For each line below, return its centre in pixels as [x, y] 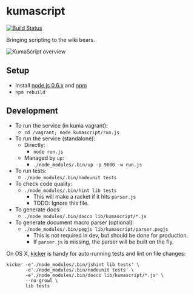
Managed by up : [44, 158]
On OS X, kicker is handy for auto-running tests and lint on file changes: [96, 253]
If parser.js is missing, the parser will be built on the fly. [103, 242]
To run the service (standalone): [55, 138]
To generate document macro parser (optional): [75, 222]
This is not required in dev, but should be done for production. [111, 235]
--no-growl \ [42, 281]
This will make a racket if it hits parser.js [85, 196]
